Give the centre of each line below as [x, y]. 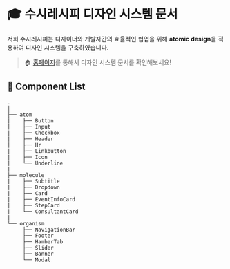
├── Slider [38, 248]
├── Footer [38, 236]
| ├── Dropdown [33, 187]
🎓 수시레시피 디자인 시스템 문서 [93, 14]
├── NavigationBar [49, 230]
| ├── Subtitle [33, 181]
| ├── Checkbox [33, 133]
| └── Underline [35, 163]
